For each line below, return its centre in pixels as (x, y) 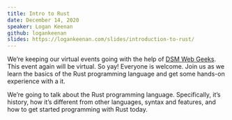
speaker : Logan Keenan (40, 26)
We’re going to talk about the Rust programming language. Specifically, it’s (114, 95)
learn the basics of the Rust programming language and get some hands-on (116, 74)
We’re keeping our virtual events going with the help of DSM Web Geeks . (112, 59)
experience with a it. (36, 81)
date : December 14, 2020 (43, 20)
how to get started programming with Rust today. (77, 110)
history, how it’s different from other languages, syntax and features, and (111, 102)
